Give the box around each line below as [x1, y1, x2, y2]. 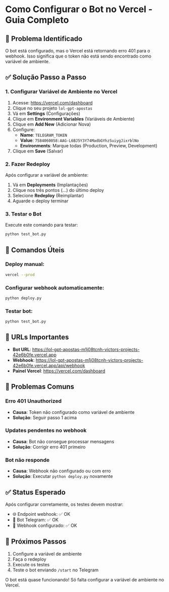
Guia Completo [5, 14, 69, 26]
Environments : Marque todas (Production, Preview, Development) [20, 142, 158, 148]
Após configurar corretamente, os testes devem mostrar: [5, 501, 124, 507]
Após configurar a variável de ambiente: [5, 172, 89, 178]
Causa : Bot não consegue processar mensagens [12, 438, 115, 445]
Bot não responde [5, 456, 50, 463]
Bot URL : [12, 346, 31, 352]
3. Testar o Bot [5, 210, 42, 218]
